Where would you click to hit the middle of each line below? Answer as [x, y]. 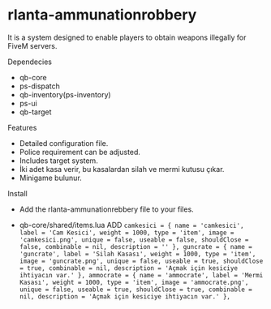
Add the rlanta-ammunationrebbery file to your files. [106, 209]
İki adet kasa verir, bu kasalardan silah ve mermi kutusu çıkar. [122, 169]
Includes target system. [58, 161]
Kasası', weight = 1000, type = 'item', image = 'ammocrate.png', [134, 282]
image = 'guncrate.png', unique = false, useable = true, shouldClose [141, 261]
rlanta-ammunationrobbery [102, 15]
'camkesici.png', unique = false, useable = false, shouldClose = [134, 240]
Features [22, 127]
